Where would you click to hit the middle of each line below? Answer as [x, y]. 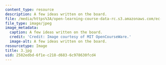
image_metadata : [22, 28]
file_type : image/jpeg [28, 23]
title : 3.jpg [19, 50]
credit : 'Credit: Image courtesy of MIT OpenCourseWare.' [71, 37]
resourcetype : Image [26, 46]
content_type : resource [30, 10]
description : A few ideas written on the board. [56, 14]
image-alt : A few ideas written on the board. [58, 42]
